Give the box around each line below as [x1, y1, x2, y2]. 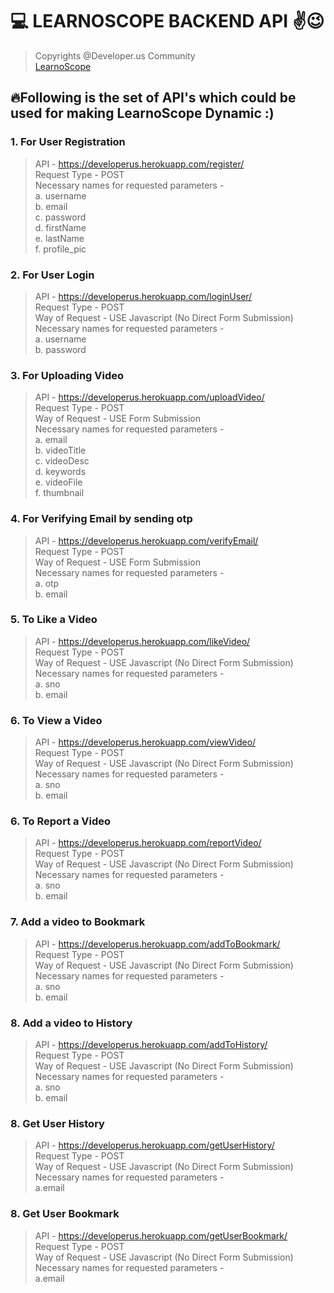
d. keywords [34, 466, 87, 478]
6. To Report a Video [10, 814, 112, 828]
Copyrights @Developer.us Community [34, 49, 196, 62]
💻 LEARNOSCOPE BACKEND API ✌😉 [10, 10, 325, 33]
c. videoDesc [34, 455, 90, 467]
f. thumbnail [34, 487, 85, 499]
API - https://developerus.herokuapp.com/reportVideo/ [34, 837, 262, 849]
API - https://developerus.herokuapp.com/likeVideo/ [34, 635, 251, 647]
